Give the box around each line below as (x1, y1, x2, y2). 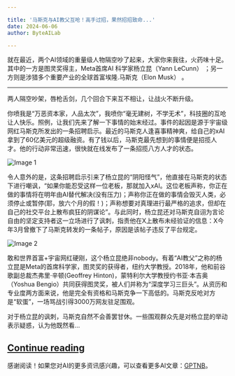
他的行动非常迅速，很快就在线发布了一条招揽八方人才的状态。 (19, 144, 197, 153)
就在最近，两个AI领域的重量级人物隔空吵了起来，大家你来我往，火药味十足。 (7, 55, 228, 64)
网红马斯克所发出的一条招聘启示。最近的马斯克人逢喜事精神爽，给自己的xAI (7, 127, 225, 135)
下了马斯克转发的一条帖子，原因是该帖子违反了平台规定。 (35, 225, 201, 234)
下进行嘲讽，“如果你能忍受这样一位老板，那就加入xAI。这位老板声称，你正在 (7, 181, 228, 190)
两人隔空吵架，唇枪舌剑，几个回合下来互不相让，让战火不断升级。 (7, 95, 197, 103)
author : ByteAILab (7, 29, 61, 36)
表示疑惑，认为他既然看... (7, 321, 80, 330)
